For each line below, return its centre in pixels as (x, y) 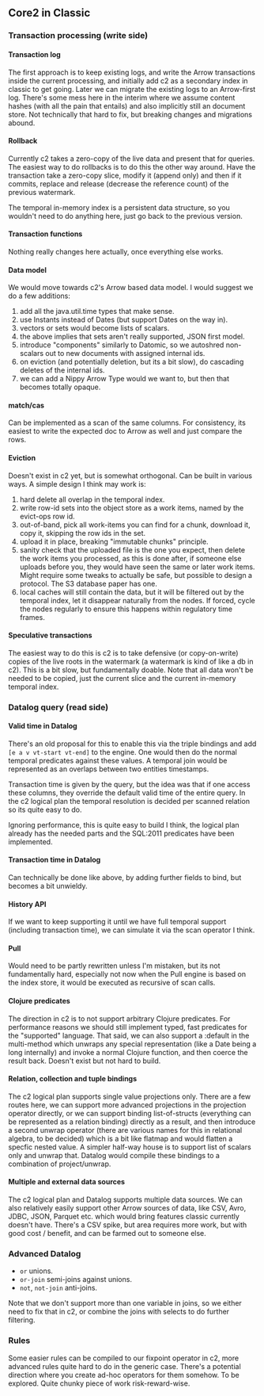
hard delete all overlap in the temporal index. (92, 499)
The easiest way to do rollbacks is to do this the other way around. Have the (132, 166)
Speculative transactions (50, 635)
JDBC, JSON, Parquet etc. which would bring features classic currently (124, 1217)
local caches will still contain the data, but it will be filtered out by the (132, 592)
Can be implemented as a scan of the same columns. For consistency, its (127, 423)
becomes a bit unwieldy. (48, 886)
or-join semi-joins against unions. (76, 1279)
